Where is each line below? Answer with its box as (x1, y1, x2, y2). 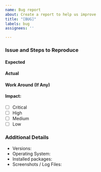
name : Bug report (5, 7, 41, 12)
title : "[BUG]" (5, 16, 37, 21)
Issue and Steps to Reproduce (5, 47, 79, 54)
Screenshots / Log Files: (12, 161, 62, 167)
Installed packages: (12, 156, 52, 162)
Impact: (5, 93, 21, 99)
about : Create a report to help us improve (5, 12, 97, 17)
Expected (5, 59, 26, 65)
